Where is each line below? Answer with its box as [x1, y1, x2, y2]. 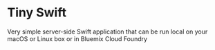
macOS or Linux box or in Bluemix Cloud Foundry [7, 34, 147, 42]
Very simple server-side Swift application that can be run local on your [7, 27, 208, 36]
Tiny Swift [7, 5, 67, 21]
